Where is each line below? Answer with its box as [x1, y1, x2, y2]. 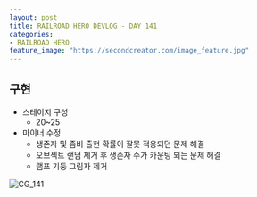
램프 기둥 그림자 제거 [35, 160, 108, 171]
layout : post [9, 12, 58, 22]
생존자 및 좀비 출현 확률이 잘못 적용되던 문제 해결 [35, 138, 205, 149]
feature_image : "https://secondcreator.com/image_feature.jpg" [9, 46, 250, 55]
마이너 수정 [21, 127, 62, 138]
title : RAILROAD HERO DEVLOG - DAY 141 [9, 21, 158, 30]
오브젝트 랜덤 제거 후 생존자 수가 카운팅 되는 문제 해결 [35, 149, 221, 160]
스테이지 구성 [21, 106, 69, 117]
